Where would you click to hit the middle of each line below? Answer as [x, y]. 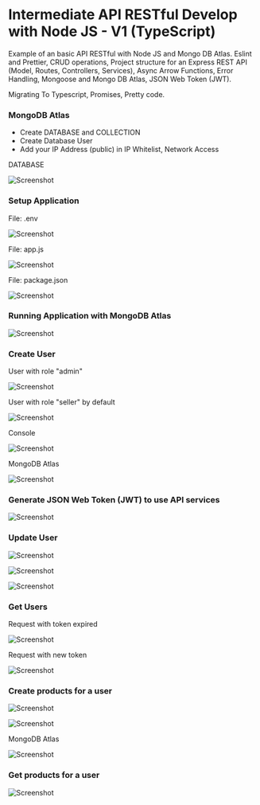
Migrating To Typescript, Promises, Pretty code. [87, 94]
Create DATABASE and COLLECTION [80, 132]
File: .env [23, 218]
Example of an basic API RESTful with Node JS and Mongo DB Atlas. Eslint [130, 53]
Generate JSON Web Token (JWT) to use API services [114, 500]
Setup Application [44, 201]
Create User [32, 354]
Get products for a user [54, 776]
